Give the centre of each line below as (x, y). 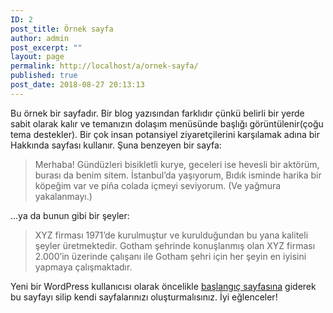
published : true (44, 76)
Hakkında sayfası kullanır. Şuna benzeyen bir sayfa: (116, 145)
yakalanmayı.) (63, 196)
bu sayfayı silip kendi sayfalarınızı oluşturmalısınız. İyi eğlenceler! (144, 297)
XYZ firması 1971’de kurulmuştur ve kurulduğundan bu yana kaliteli (171, 235)
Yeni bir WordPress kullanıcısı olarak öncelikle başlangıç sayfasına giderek (163, 286)
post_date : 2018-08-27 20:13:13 (77, 85)
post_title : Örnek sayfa (62, 29)
